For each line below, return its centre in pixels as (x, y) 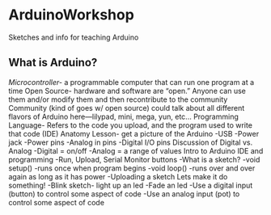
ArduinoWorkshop (72, 15)
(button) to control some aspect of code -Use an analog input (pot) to (124, 194)
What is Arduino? (53, 63)
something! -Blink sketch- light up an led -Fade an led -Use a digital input (131, 185)
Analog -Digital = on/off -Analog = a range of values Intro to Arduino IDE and (136, 150)
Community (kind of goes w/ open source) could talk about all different (127, 107)
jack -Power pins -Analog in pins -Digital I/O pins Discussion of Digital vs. (131, 142)
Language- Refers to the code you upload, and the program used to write (131, 125)
